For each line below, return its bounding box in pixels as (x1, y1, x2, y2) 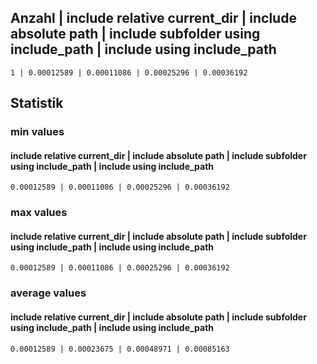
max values (10, 206, 68, 220)
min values (10, 125, 65, 139)
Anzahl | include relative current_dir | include (10, 10, 297, 27)
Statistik (10, 95, 64, 112)
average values (10, 286, 87, 300)
